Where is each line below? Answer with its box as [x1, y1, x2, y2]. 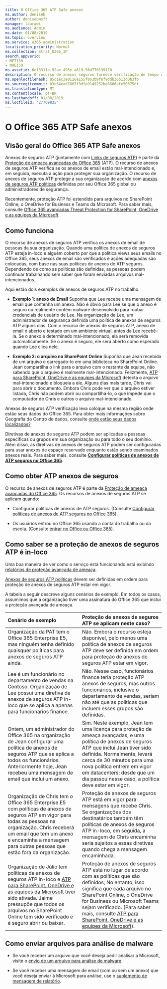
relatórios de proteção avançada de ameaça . [5, 567, 97, 573]
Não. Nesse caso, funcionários [82, 667, 154, 674]
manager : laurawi [5, 21, 41, 26]
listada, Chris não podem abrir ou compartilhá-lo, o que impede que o [12, 390, 156, 396]
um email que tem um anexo [7, 830, 74, 837]
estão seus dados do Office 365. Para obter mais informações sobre [5, 410, 145, 416]
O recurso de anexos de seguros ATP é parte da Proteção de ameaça [5, 485, 148, 491]
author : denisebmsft [5, 16, 48, 21]
